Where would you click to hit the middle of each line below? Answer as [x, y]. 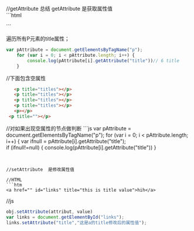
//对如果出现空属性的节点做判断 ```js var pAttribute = [69, 128]
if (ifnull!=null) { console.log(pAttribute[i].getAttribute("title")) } [81, 147]
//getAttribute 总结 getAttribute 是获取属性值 [59, 9]
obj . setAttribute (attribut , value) [50, 212]
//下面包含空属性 [26, 78]
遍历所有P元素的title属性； [38, 39]
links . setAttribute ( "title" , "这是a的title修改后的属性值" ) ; [76, 222]
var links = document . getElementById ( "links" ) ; [65, 217]
